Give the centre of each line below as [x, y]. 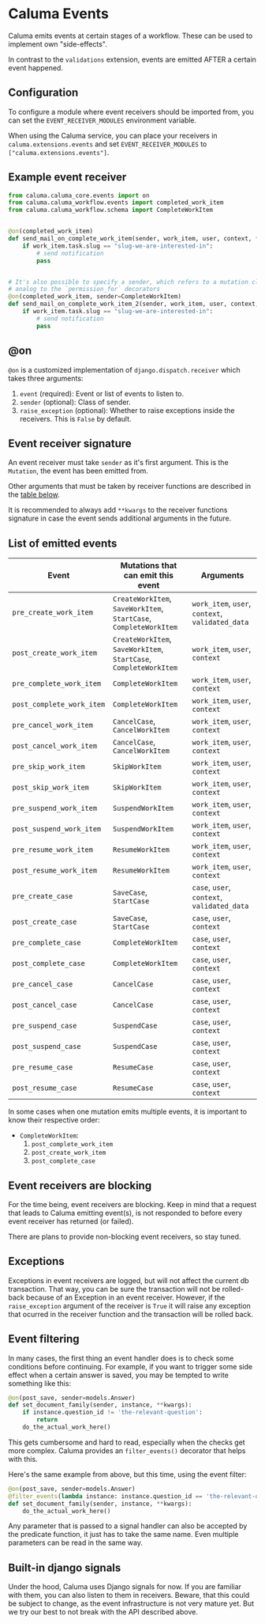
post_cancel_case [45, 1005]
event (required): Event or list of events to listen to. [102, 393]
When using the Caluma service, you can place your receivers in [113, 135]
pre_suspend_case [45, 1026]
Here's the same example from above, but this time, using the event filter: [127, 1474]
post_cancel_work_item [54, 746]
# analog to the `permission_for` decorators [84, 290]
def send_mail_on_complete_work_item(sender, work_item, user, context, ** [135, 239]
